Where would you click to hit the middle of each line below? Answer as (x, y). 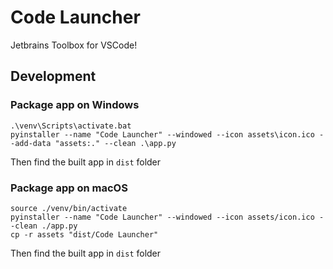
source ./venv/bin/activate (69, 208)
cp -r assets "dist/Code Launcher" (84, 234)
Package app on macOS (69, 188)
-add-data (31, 143)
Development (53, 76)
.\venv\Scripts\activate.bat (71, 126)
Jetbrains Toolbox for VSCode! (74, 45)
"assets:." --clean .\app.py (115, 143)
